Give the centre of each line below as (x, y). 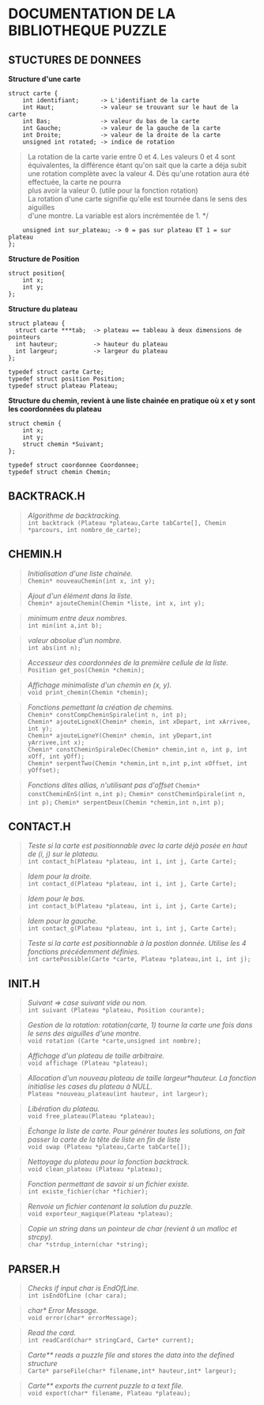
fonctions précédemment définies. (83, 951)
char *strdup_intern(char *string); (88, 1245)
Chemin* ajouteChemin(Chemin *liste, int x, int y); (116, 603)
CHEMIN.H (35, 555)
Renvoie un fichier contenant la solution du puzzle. (110, 1207)
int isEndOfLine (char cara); (77, 1296)
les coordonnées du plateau (55, 409)
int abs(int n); (54, 648)
